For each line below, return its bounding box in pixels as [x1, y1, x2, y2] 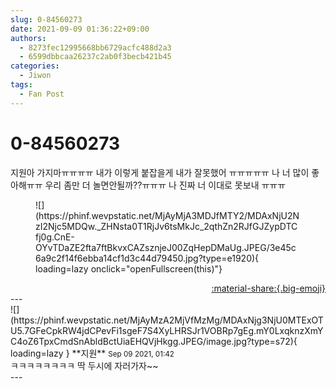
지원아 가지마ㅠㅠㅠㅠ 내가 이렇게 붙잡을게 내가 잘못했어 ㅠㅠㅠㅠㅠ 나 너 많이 [10, 166, 310, 178]
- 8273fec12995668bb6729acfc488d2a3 [19, 42, 172, 53]
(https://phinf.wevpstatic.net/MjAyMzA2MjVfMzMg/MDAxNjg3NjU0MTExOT [10, 314, 324, 326]
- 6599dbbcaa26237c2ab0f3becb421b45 [19, 52, 172, 62]
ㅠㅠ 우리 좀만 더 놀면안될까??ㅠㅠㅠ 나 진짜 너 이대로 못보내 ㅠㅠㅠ [26, 179, 287, 191]
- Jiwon [19, 71, 52, 81]
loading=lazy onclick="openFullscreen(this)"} [35, 262, 223, 275]
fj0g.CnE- [35, 231, 75, 243]
